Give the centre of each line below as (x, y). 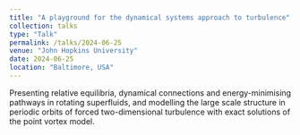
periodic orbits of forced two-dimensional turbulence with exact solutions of (150, 112)
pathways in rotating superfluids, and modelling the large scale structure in (148, 102)
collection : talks (43, 26)
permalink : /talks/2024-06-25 (66, 42)
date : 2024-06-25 (42, 59)
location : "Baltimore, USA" (62, 68)
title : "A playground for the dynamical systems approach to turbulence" (150, 17)
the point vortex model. (52, 121)
